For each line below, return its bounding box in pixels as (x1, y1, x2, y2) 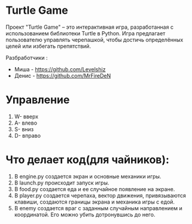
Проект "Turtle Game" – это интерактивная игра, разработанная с (5, 23, 174, 31)
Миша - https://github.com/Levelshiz (14, 65, 106, 72)
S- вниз (14, 125, 34, 132)
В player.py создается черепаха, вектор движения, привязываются (14, 192, 186, 199)
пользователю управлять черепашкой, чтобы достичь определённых (5, 36, 184, 43)
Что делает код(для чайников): (5, 153, 170, 167)
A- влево (14, 119, 37, 126)
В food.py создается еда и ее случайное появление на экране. (14, 185, 175, 192)
